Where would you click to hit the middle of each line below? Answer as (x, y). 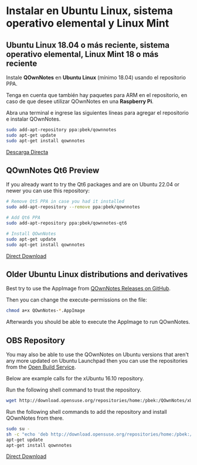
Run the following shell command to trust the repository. (74, 390)
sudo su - (18, 429)
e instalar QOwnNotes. (33, 119)
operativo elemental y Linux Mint (88, 23)
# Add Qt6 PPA (23, 218)
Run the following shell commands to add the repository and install (86, 412)
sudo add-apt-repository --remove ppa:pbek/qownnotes (73, 207)
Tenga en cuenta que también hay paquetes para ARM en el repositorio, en (97, 95)
